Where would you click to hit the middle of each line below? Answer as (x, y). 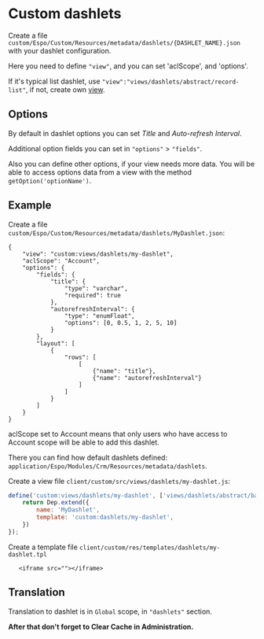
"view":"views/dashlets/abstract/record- (170, 82)
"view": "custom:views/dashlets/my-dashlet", (98, 254)
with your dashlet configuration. (60, 50)
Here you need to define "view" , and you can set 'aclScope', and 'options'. (128, 66)
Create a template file (43, 547)
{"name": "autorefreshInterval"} (147, 378)
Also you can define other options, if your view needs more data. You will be (132, 164)
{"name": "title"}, (124, 371)
